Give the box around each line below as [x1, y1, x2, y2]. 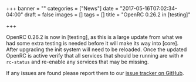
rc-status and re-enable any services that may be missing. [6, 58, 149, 65]
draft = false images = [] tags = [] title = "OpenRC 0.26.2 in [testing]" [24, 11, 191, 18]
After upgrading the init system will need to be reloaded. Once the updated [6, 46, 187, 53]
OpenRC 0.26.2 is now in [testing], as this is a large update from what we [6, 34, 183, 40]
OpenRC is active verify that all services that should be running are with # [6, 52, 184, 59]
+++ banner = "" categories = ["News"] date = [6, 5, 119, 12]
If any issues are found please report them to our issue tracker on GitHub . [6, 70, 184, 76]
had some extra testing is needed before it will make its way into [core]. [6, 40, 179, 47]
